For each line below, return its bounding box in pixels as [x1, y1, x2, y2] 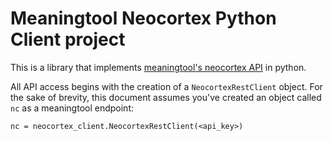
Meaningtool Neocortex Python [10, 7, 277, 30]
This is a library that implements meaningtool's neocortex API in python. [10, 61, 307, 73]
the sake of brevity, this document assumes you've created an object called [10, 91, 322, 103]
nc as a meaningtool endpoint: [10, 102, 135, 114]
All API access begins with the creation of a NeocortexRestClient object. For [10, 80, 323, 92]
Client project [10, 28, 126, 51]
